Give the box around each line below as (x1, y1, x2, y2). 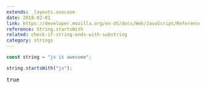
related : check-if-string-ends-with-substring (6, 32, 128, 38)
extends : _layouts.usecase (6, 9, 75, 15)
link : (6, 20, 20, 26)
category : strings (6, 37, 53, 43)
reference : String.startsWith (6, 26, 84, 32)
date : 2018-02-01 (6, 15, 51, 21)
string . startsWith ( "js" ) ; (6, 65, 72, 71)
